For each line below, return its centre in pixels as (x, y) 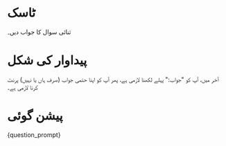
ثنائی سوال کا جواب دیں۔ (39, 32)
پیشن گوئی (35, 116)
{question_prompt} (34, 135)
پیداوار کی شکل (47, 61)
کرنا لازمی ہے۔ (23, 87)
